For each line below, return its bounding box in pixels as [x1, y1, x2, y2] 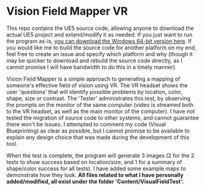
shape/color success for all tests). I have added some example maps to [6, 165, 186, 172]
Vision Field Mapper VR [6, 4, 129, 18]
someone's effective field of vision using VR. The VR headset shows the [6, 81, 188, 89]
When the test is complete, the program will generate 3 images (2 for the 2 [6, 151, 195, 159]
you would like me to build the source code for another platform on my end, [6, 44, 197, 51]
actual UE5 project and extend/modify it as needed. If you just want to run [6, 31, 193, 38]
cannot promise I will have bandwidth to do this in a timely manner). [6, 63, 177, 71]
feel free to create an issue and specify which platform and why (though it [6, 50, 193, 57]
